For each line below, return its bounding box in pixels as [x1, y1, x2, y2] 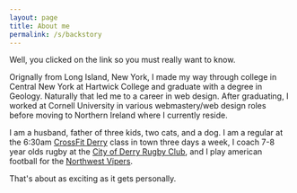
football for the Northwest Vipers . [9, 156, 133, 167]
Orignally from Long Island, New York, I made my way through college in [9, 72, 277, 83]
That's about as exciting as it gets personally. [9, 173, 177, 184]
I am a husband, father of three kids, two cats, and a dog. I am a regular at [9, 127, 284, 138]
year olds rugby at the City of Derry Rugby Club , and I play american [9, 146, 263, 157]
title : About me [9, 22, 70, 31]
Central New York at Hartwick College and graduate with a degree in [9, 82, 263, 92]
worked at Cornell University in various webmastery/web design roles [9, 101, 266, 111]
